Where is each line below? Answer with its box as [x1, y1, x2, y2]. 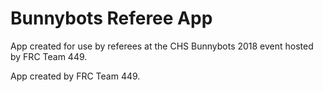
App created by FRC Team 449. [10, 70, 141, 82]
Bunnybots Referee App [10, 7, 213, 30]
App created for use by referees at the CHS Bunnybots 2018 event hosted [10, 40, 314, 52]
